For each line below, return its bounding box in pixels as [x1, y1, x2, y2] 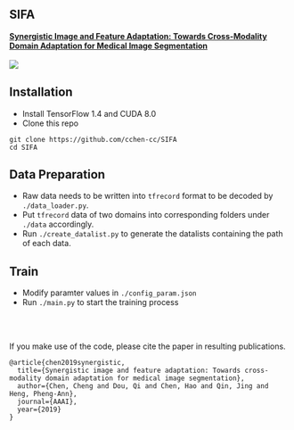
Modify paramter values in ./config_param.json [21, 287, 198, 298]
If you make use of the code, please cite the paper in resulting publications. [9, 341, 287, 351]
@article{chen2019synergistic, [9, 359, 126, 368]
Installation [9, 85, 73, 100]
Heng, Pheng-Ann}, [9, 390, 78, 399]
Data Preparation [9, 167, 105, 182]
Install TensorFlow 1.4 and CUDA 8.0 [21, 108, 157, 119]
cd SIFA [9, 143, 38, 152]
